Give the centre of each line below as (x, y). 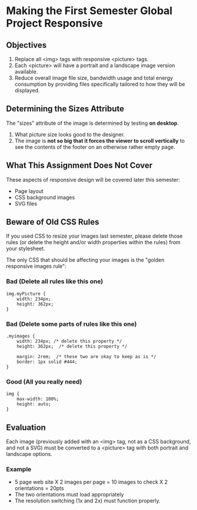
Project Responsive (54, 23)
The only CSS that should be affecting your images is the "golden (85, 260)
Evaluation (26, 427)
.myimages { (21, 336)
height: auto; (34, 404)
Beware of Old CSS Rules (53, 222)
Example (19, 469)
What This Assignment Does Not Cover (79, 166)
